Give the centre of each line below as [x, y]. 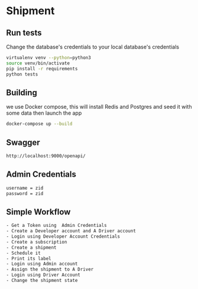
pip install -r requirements [42, 69]
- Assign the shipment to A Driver [50, 269]
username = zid [25, 188]
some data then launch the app [44, 113]
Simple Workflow [38, 212]
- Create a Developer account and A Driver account [71, 231]
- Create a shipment [32, 247]
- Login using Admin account [42, 264]
